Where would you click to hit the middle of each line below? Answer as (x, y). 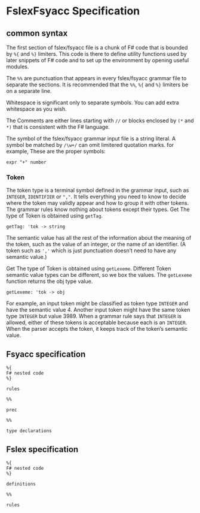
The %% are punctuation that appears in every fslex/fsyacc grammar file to (96, 78)
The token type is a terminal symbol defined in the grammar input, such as (98, 191)
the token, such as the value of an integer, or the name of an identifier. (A (96, 245)
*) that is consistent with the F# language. (58, 127)
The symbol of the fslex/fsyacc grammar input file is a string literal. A (91, 138)
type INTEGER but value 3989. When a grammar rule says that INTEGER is (94, 316)
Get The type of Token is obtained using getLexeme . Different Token (89, 268)
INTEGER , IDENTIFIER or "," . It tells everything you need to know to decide (96, 197)
